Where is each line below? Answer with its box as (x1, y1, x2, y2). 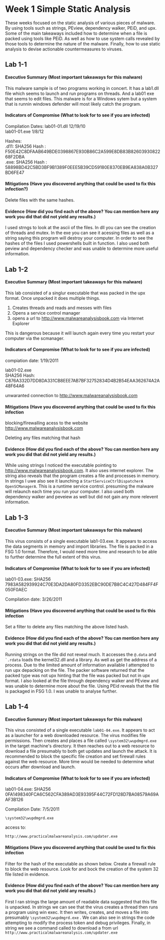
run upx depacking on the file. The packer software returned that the (5, 667, 144, 673)
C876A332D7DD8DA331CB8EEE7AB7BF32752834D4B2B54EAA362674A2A (5, 377, 160, 383)
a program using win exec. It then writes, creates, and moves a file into (5, 909, 149, 915)
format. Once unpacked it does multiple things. (5, 295, 100, 301)
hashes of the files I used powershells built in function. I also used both (5, 241, 149, 246)
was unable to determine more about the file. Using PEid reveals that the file (5, 683, 160, 689)
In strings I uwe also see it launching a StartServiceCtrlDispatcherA (5, 478, 144, 484)
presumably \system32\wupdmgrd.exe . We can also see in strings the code (5, 914, 155, 920)
